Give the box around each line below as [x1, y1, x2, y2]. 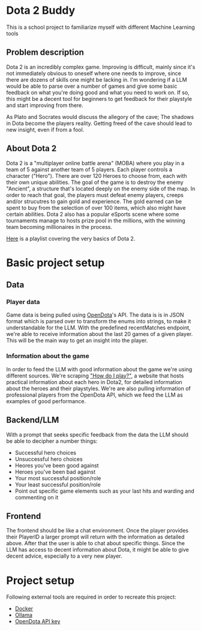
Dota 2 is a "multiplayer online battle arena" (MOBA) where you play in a [6, 159, 185, 166]
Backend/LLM [6, 415, 59, 425]
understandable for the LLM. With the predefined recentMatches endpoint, [6, 324, 191, 331]
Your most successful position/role [14, 474, 101, 481]
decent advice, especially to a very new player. [6, 552, 122, 559]
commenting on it [14, 493, 59, 501]
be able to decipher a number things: [6, 437, 98, 445]
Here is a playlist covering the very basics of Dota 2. [6, 235, 136, 242]
